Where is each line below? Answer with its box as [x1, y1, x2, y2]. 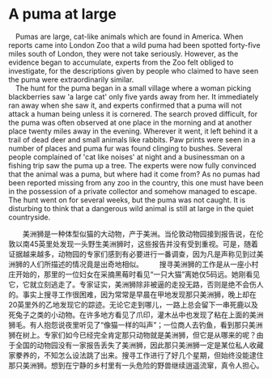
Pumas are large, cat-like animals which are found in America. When [15, 32, 244, 41]
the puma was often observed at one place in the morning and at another [8, 117, 253, 127]
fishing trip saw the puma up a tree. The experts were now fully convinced [8, 160, 257, 170]
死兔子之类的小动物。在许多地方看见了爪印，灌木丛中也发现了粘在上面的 [8, 309, 249, 320]
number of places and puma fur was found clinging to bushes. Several [8, 143, 243, 153]
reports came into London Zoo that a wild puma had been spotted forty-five [8, 40, 261, 49]
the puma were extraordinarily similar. [8, 74, 134, 84]
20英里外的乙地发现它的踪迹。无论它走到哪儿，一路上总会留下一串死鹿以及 [8, 299, 259, 309]
